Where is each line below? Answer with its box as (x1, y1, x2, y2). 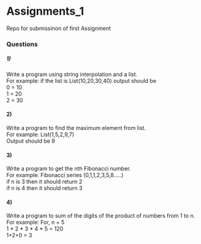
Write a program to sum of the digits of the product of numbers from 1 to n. (6, 212, 195, 219)
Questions (6, 40, 38, 48)
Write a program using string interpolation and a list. (6, 71, 138, 78)
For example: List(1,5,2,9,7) (6, 131, 75, 139)
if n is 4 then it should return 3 (6, 185, 83, 192)
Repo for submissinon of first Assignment (6, 25, 112, 32)
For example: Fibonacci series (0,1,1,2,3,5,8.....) (6, 172, 124, 179)
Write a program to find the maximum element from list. (6, 124, 146, 132)
